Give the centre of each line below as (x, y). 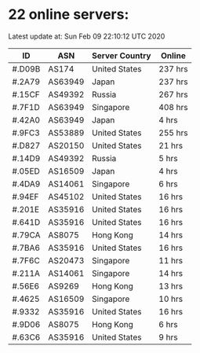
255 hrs (173, 133)
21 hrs (171, 145)
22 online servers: (69, 15)
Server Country (121, 55)
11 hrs (171, 260)
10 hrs (171, 299)
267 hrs (173, 94)
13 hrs (171, 286)
